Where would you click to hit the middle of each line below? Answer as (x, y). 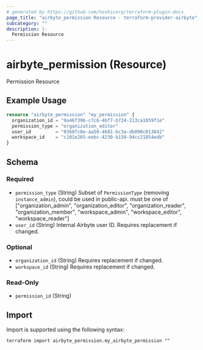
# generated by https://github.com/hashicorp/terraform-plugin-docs (95, 12)
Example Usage (37, 101)
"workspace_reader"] (42, 218)
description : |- (27, 29)
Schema (22, 162)
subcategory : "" (27, 23)
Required (20, 179)
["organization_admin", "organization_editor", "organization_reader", (100, 205)
